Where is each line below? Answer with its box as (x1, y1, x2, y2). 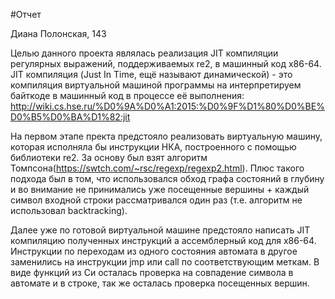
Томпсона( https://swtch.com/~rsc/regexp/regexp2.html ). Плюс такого (10, 162, 305, 174)
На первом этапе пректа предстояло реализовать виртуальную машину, (10, 130, 323, 142)
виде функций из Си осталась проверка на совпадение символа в (10, 267, 294, 278)
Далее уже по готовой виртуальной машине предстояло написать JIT (10, 224, 311, 236)
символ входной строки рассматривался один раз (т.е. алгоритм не (10, 194, 303, 206)
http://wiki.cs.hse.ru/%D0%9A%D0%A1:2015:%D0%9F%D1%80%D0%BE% (10, 100, 325, 112)
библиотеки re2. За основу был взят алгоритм (10, 152, 208, 163)
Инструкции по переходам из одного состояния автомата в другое (10, 245, 298, 257)
